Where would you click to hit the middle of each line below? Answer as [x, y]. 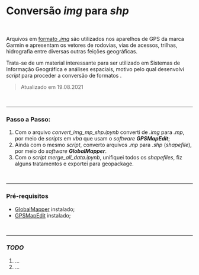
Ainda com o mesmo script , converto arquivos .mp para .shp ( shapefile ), [103, 145]
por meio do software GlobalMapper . [61, 151]
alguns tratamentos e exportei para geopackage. [74, 164]
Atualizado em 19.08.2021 [52, 87]
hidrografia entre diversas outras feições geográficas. [72, 51]
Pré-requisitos [27, 196]
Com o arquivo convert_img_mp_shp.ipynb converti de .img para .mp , [99, 132]
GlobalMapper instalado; [45, 209]
